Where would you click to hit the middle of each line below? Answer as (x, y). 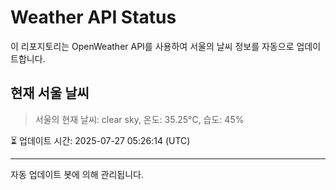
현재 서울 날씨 (50, 93)
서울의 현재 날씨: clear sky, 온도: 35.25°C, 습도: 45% (139, 119)
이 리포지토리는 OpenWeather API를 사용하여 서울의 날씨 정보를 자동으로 (152, 46)
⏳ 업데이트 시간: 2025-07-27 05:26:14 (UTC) (100, 140)
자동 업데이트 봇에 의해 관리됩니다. (77, 174)
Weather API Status (93, 17)
